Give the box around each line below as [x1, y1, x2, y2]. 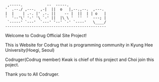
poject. [5, 62, 20, 67]
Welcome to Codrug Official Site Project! [5, 33, 87, 38]
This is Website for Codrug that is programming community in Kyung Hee [5, 42, 153, 48]
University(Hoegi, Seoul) [5, 47, 55, 53]
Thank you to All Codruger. [5, 71, 60, 77]
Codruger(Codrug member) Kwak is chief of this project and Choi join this [5, 57, 155, 62]
